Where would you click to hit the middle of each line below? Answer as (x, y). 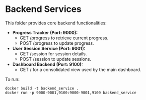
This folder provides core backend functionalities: (56, 23)
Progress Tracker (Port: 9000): (45, 32)
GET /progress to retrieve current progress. (64, 38)
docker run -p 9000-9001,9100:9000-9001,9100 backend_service (71, 93)
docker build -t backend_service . (42, 88)
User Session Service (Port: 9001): (49, 48)
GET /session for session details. (53, 54)
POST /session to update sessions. (55, 59)
